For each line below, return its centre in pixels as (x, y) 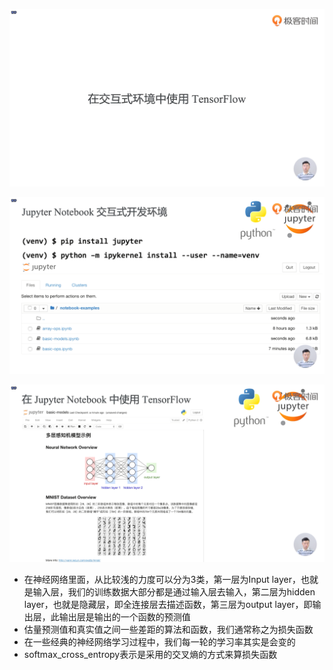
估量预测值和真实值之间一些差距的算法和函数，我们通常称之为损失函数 (168, 629)
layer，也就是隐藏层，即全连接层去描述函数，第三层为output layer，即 (168, 604)
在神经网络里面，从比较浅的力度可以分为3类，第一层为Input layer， (162, 579)
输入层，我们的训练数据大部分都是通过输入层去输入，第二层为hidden (174, 591)
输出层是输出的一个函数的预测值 (124, 616)
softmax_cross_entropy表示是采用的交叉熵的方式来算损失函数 (150, 654)
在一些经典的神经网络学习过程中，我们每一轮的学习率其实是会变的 (159, 641)
